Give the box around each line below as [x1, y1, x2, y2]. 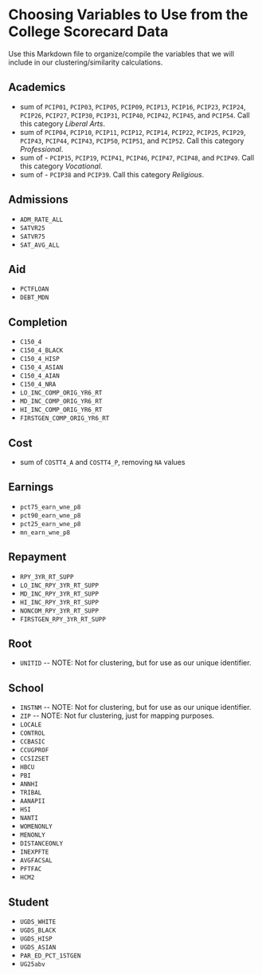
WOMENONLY [19, 822, 53, 831]
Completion [8, 315, 68, 329]
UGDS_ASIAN [19, 944, 57, 952]
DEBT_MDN [19, 294, 49, 302]
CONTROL [19, 729, 45, 738]
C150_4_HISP [19, 355, 60, 363]
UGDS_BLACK [19, 926, 57, 935]
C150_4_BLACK [19, 347, 64, 355]
